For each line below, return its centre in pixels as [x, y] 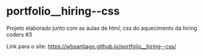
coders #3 [19, 34]
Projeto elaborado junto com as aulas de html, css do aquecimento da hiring [102, 28]
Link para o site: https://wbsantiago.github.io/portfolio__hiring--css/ [91, 46]
